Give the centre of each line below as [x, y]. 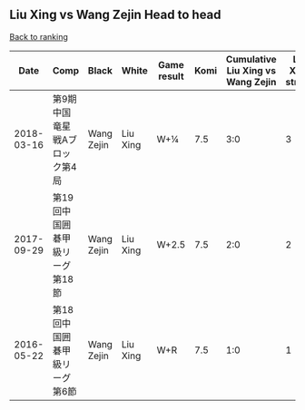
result [171, 76]
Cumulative [251, 59]
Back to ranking [39, 36]
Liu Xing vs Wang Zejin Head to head [115, 15]
